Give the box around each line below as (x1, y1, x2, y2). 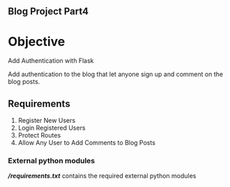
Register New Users (17, 117, 76, 125)
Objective (8, 33, 66, 50)
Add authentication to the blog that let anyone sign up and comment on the (8, 70, 224, 79)
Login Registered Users (17, 124, 86, 132)
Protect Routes (17, 131, 61, 140)
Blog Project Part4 (8, 6, 89, 17)
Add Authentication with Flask (8, 57, 94, 65)
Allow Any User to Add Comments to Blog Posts (17, 139, 156, 147)
